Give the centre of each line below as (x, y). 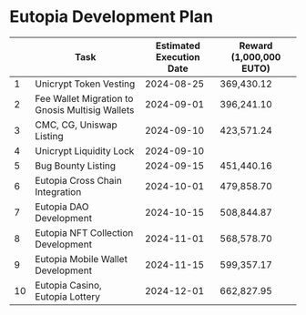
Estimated (178, 46)
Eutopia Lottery (67, 296)
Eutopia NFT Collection (84, 232)
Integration (58, 191)
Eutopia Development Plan (112, 17)
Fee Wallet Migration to (84, 98)
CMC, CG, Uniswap (76, 125)
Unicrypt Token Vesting (85, 84)
